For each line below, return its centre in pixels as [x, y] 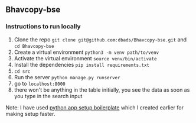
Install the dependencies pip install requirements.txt [82, 64]
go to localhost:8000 [40, 83]
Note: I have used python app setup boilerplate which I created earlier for [95, 107]
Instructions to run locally [43, 27]
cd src [22, 71]
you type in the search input [48, 96]
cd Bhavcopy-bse [34, 46]
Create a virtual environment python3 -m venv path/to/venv [86, 52]
